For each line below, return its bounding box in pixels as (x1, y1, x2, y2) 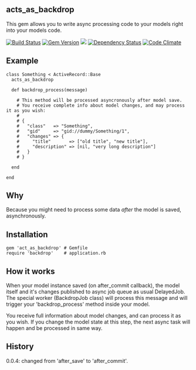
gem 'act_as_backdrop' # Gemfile (6, 245, 88, 251)
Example (6, 56, 39, 66)
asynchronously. (6, 212, 46, 220)
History (6, 342, 34, 352)
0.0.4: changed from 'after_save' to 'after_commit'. (6, 357, 128, 364)
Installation (6, 229, 48, 239)
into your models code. (6, 27, 62, 34)
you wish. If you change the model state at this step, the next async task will (6, 318, 191, 326)
